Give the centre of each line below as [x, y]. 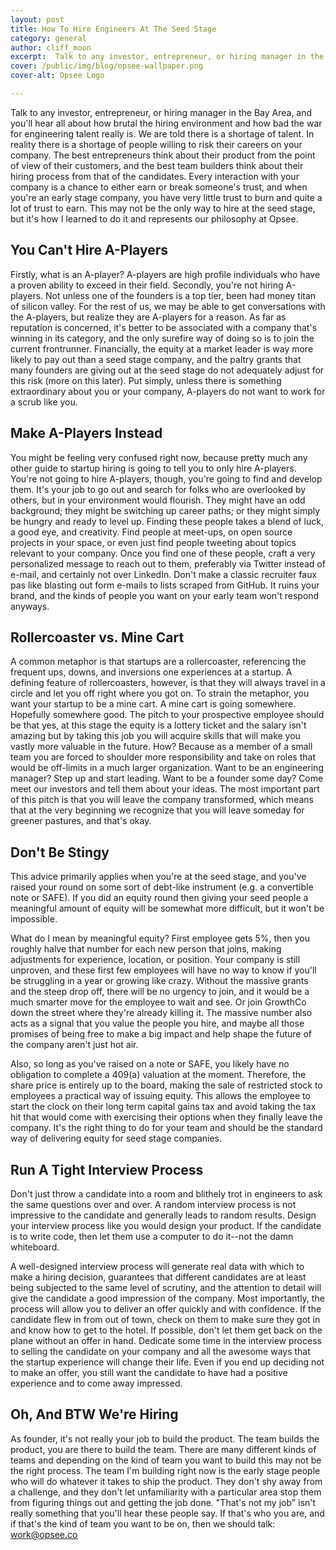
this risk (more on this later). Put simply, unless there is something [146, 380]
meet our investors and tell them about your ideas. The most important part [165, 789]
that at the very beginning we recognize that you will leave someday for [157, 810]
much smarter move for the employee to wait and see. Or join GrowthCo [158, 1002]
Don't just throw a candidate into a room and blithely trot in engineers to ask [166, 1193]
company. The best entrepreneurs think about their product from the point [163, 155]
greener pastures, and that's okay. [81, 821]
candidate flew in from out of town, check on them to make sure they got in [165, 1319]
